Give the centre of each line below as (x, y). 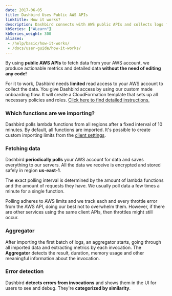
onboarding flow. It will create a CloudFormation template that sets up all (82, 94)
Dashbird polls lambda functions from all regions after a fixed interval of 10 (84, 124)
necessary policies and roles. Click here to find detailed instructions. (78, 100)
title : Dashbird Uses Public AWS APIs (47, 15)
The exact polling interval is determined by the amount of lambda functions (84, 180)
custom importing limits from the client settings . (56, 135)
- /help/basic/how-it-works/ (39, 44)
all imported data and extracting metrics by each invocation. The (73, 247)
